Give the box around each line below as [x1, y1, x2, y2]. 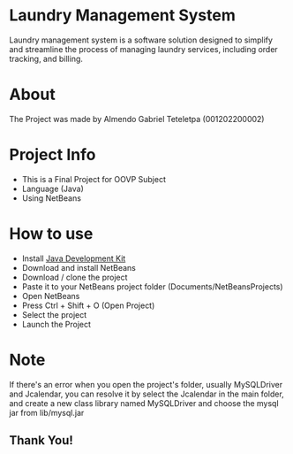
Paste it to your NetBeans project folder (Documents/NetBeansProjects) [21, 281, 284, 292]
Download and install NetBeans [21, 262, 137, 273]
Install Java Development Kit [21, 253, 126, 264]
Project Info [9, 145, 96, 165]
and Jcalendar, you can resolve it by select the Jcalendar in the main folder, [9, 389, 284, 399]
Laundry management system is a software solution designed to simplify [9, 35, 274, 45]
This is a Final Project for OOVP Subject [21, 173, 166, 184]
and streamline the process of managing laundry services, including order [9, 43, 278, 54]
